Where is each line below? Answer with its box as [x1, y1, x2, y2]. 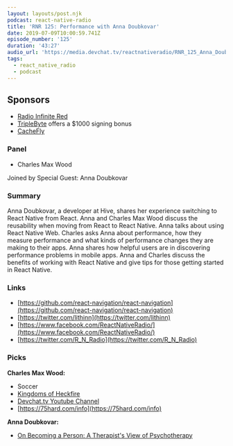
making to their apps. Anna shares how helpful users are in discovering [7, 243, 210, 252]
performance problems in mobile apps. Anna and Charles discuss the [7, 250, 205, 259]
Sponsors [7, 94, 50, 105]
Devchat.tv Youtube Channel [17, 397, 99, 405]
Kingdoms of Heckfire [17, 389, 80, 397]
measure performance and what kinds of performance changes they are [7, 236, 214, 244]
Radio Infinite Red [17, 112, 68, 121]
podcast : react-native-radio [7, 17, 92, 24]
